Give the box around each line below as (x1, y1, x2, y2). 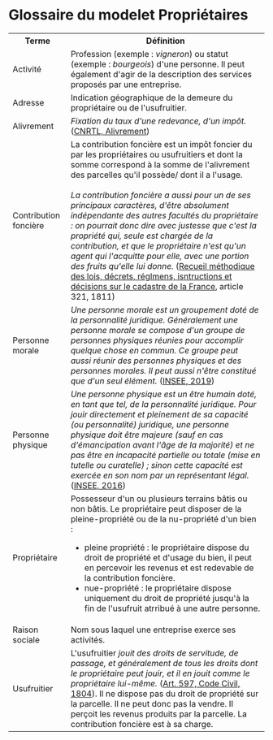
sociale (12, 634, 41, 645)
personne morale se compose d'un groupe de (70, 324, 245, 335)
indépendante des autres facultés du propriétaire (70, 210, 258, 221)
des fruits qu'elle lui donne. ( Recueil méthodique (70, 260, 255, 271)
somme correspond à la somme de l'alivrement (70, 158, 250, 170)
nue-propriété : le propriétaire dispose (84, 582, 232, 594)
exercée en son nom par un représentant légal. (70, 470, 249, 481)
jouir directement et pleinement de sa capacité (70, 409, 249, 420)
